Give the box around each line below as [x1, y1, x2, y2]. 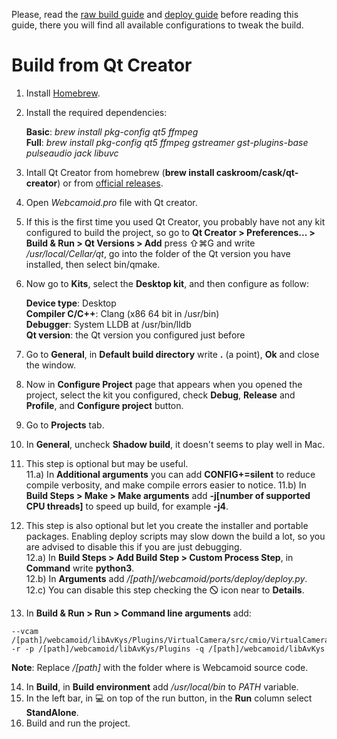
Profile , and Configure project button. [25, 399, 184, 411]
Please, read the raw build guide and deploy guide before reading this [11, 9, 299, 20]
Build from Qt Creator [11, 54, 193, 77]
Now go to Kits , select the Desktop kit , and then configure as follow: [25, 277, 310, 289]
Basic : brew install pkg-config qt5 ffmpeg [25, 125, 199, 138]
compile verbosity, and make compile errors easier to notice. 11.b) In [25, 479, 307, 491]
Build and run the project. [25, 717, 131, 729]
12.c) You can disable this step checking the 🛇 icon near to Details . [25, 584, 305, 596]
